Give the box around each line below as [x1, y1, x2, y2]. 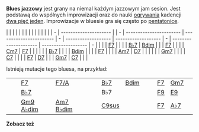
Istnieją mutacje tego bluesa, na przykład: [6, 65, 108, 72]
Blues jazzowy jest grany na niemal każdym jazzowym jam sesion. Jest [6, 5, 181, 12]
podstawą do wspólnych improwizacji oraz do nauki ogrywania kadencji [6, 11, 182, 18]
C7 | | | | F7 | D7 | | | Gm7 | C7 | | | [6, 54, 88, 61]
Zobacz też [6, 120, 34, 127]
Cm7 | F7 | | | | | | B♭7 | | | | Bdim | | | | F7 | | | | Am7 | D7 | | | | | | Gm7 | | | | [6, 48, 185, 55]
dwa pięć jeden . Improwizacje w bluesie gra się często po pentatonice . [6, 18, 179, 24]
